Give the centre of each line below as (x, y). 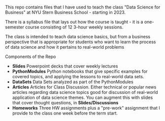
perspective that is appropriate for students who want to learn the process (81, 42)
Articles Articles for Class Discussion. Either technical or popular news (84, 87)
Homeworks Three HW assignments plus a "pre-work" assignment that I (86, 108)
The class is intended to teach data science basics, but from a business (78, 37)
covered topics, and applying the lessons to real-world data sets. (78, 76)
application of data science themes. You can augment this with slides (82, 97)
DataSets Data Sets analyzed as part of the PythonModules (73, 82)
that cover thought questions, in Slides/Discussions (65, 103)
